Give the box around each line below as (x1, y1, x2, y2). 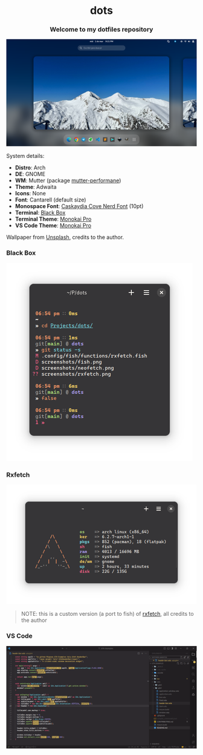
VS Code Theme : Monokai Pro (14, 222, 92, 229)
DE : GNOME (14, 171, 46, 178)
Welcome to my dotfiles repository (50, 25, 153, 34)
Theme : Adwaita (14, 183, 57, 191)
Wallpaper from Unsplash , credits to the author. (6, 234, 124, 241)
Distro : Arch (14, 164, 46, 171)
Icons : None (14, 190, 47, 197)
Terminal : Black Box (14, 209, 66, 217)
